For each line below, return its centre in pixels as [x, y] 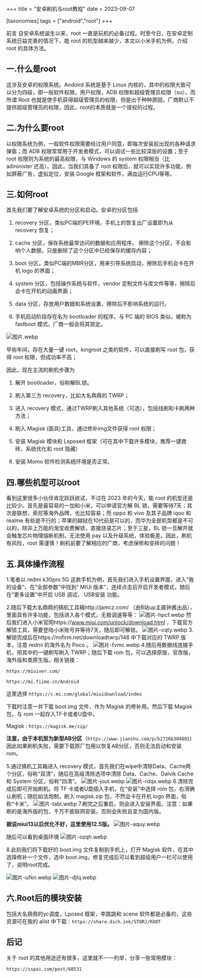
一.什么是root [31, 69]
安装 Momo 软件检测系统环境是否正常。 [64, 462]
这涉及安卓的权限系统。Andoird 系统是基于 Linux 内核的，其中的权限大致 [96, 84]
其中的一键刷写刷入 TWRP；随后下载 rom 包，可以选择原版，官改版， [108, 653]
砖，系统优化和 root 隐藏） [48, 449]
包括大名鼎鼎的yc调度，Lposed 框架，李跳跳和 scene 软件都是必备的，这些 [99, 914]
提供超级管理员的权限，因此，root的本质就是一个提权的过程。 [82, 107]
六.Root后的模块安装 [44, 898]
